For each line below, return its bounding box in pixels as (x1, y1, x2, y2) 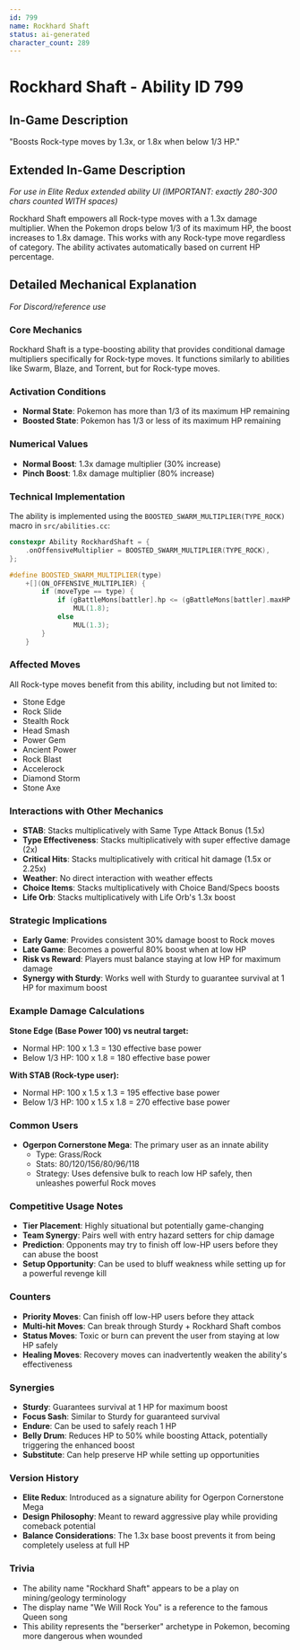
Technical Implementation (9, 490, 125, 503)
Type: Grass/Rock (35, 1149, 102, 1160)
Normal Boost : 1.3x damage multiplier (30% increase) (21, 458, 221, 469)
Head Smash (21, 725, 70, 736)
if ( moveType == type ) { (41, 587, 134, 596)
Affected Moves (9, 658, 81, 671)
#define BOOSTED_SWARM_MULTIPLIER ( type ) (9, 570, 163, 579)
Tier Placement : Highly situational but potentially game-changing (21, 1221, 264, 1231)
